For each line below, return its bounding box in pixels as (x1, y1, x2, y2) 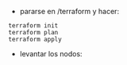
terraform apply (8, 35, 62, 43)
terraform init (8, 22, 59, 30)
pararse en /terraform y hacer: (19, 7, 120, 16)
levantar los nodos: (19, 49, 83, 58)
